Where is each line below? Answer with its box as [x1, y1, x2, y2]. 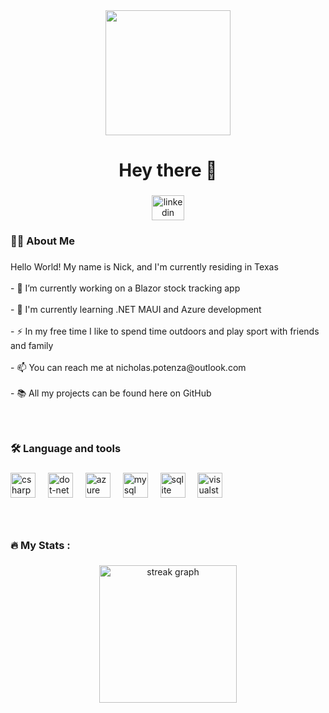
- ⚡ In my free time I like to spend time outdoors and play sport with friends [10, 325, 320, 337]
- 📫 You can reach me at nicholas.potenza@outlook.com [10, 361, 247, 373]
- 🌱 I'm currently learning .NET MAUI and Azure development [10, 303, 262, 315]
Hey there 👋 [118, 159, 218, 182]
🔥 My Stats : [10, 538, 71, 552]
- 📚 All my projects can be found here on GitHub [10, 387, 212, 399]
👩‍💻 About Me [10, 234, 75, 248]
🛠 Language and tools [10, 441, 122, 455]
